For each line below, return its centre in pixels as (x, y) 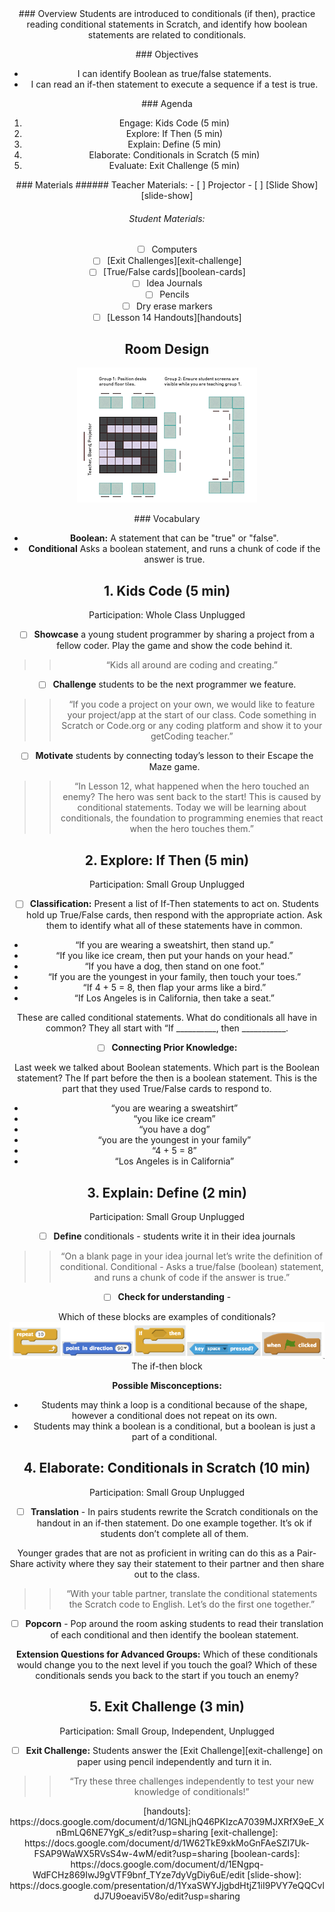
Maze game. (174, 767)
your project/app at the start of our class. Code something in (192, 715)
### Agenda (167, 103)
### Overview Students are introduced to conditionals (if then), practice (167, 13)
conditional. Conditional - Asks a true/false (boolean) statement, (192, 1267)
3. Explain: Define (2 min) (167, 1192)
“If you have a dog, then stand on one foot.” (174, 966)
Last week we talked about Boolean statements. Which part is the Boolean (167, 1068)
